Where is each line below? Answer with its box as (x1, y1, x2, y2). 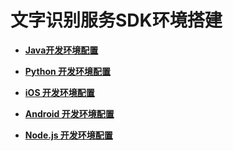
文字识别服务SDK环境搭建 (10, 9, 223, 32)
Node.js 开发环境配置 (24, 129, 113, 141)
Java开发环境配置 (24, 44, 99, 56)
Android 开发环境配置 (24, 107, 115, 120)
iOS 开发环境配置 (24, 86, 95, 98)
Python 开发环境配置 (24, 65, 112, 77)
